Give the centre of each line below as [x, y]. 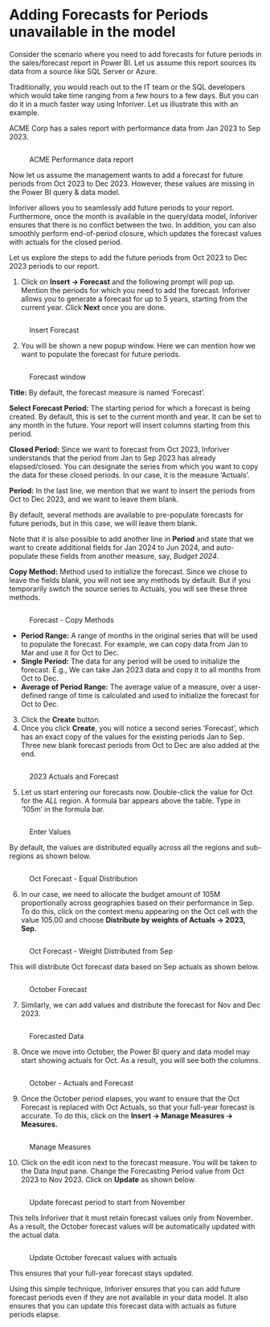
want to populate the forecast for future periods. [101, 354]
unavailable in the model [92, 32]
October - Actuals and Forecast [81, 1083]
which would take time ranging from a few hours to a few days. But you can [134, 95]
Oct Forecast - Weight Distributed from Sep [101, 951]
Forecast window [58, 377]
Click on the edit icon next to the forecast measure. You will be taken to [139, 1162]
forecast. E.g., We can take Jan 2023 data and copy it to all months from [141, 669]
